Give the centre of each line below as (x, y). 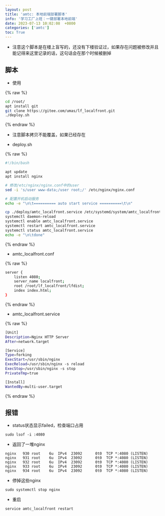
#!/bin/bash (17, 163)
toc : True (15, 32)
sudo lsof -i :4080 (25, 435)
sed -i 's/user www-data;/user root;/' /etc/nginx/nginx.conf (70, 190)
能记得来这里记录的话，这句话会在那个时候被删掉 (62, 53)
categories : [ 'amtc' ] (27, 28)
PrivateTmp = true (22, 373)
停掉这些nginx (26, 481)
